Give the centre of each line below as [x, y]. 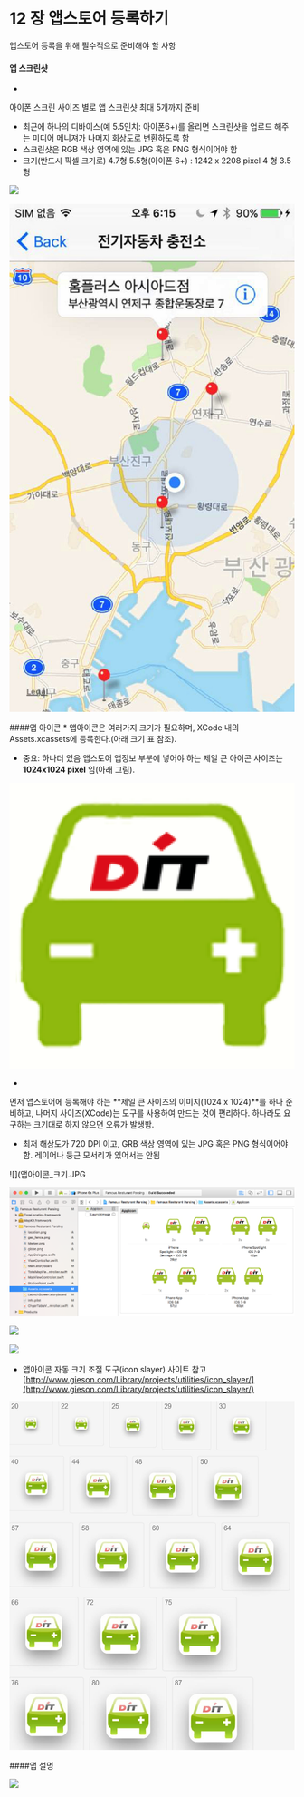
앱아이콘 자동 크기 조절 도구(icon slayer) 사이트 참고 [114, 1370]
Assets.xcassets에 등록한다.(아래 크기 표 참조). [93, 739]
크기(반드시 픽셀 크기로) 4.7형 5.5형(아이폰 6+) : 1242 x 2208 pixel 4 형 [150, 161]
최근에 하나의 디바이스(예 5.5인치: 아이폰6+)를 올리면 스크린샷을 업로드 [147, 127]
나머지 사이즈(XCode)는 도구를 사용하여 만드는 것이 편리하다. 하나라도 [159, 1113]
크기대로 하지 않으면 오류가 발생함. [94, 1125]
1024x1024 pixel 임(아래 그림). [79, 770]
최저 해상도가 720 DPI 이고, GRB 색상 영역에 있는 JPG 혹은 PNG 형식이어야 [155, 1144]
